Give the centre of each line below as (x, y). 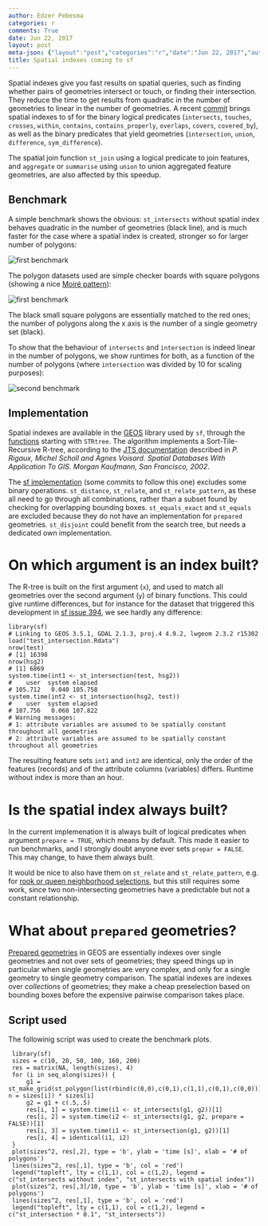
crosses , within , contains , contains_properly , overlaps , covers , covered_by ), (133, 125)
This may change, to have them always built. (81, 857)
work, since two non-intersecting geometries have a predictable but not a (129, 890)
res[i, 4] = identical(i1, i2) (78, 1138)
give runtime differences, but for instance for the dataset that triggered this (132, 604)
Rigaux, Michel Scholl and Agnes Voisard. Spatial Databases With (117, 458)
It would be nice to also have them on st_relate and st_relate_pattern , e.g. (134, 873)
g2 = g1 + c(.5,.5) (58, 1103)
